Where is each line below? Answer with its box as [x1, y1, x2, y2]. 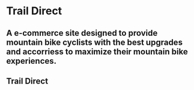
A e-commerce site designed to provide [6, 28, 158, 38]
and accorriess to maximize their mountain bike [6, 46, 188, 57]
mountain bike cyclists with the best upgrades [6, 37, 183, 47]
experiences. [6, 55, 57, 66]
